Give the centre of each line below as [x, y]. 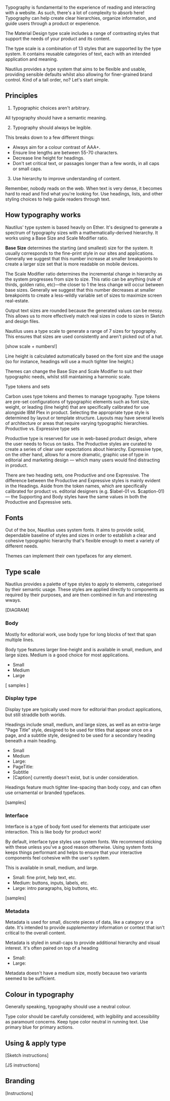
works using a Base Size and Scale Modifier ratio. [57, 238]
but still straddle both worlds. [36, 715]
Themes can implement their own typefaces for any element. [69, 556]
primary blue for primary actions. [40, 1027]
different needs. [22, 546]
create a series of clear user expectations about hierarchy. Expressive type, [84, 449]
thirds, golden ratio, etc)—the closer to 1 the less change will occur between [84, 284]
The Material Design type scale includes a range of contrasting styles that [82, 33]
